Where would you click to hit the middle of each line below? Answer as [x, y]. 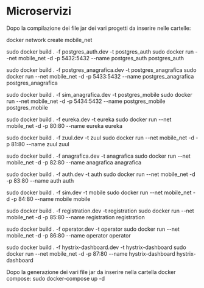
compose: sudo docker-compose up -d [56, 278]
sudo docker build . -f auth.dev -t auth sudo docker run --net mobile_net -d [101, 174]
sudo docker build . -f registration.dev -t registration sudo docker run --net [100, 211]
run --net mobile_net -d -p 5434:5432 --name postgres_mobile [86, 101]
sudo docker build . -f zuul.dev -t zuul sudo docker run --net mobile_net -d [100, 138]
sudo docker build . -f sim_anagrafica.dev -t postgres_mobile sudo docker [100, 94]
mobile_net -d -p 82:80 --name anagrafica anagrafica [74, 162]
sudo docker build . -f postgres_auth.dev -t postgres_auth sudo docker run [100, 51]
